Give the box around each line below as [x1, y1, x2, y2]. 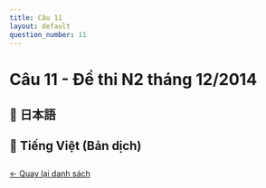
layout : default [9, 22, 71, 31]
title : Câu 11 [9, 13, 63, 23]
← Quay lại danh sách [9, 168, 90, 179]
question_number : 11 [9, 30, 88, 39]
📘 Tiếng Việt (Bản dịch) [9, 138, 142, 154]
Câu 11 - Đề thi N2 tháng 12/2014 [9, 69, 258, 89]
